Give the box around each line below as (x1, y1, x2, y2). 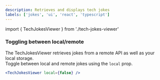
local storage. (5, 55, 34, 61)
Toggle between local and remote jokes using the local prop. (5, 60, 133, 66)
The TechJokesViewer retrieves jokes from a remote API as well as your (5, 50, 155, 56)
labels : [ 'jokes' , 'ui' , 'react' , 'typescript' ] (5, 12, 110, 17)
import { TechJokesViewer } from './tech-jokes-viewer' (5, 26, 119, 32)
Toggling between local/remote (5, 38, 85, 45)
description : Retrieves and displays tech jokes (5, 7, 110, 13)
